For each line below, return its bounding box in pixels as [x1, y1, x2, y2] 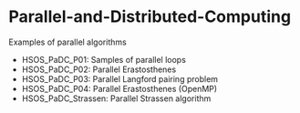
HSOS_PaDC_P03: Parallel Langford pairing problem [21, 73, 219, 84]
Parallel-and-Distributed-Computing [8, 6, 292, 27]
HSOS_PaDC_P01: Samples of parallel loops [21, 54, 186, 65]
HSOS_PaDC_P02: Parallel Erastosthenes [21, 64, 177, 75]
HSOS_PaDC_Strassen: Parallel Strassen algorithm [21, 93, 212, 104]
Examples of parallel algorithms [8, 36, 127, 47]
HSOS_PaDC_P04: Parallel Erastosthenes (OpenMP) [21, 83, 218, 94]
